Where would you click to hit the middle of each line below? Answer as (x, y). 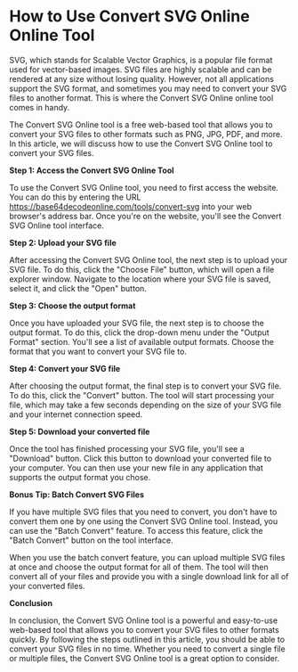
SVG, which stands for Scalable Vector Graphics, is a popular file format (141, 60)
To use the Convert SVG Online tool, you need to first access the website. (144, 187)
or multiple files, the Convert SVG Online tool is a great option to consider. (145, 658)
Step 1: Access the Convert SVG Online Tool (92, 170)
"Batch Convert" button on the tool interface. (91, 540)
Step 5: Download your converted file (80, 431)
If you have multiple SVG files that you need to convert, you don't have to (143, 512)
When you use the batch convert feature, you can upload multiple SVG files (147, 557)
